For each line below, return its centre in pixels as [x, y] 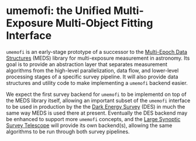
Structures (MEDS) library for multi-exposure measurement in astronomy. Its [98, 58]
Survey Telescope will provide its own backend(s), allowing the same [89, 125]
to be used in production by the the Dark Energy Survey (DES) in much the [96, 106]
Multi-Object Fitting [104, 23]
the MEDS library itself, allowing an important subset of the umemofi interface [98, 100]
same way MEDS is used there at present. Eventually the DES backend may [97, 113]
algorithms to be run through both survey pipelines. [68, 131]
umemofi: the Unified [59, 11]
